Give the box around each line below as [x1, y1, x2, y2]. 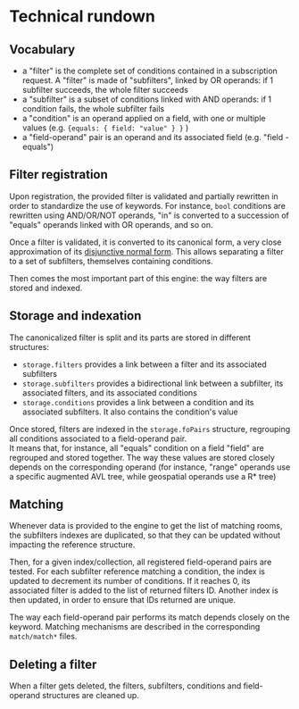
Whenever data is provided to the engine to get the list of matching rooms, [9, 521, 283, 531]
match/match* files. [9, 631, 78, 642]
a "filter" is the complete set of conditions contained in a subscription [21, 65, 278, 76]
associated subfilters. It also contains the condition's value [21, 406, 238, 417]
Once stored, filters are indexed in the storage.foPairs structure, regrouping [9, 423, 291, 434]
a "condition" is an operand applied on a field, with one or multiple [21, 113, 266, 123]
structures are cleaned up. [42, 690, 140, 701]
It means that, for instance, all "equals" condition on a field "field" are [9, 442, 265, 453]
